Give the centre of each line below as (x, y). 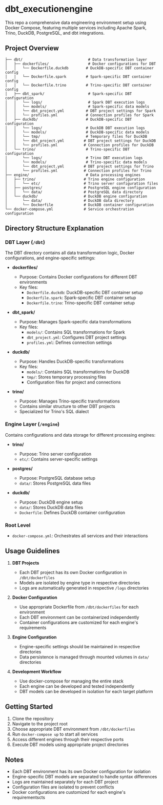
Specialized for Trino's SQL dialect (54, 412)
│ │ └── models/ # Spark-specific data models (77, 106)
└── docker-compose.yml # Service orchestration (70, 209)
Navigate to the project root (40, 723)
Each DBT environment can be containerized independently (79, 617)
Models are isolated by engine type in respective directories (80, 583)
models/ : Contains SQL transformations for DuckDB (78, 372)
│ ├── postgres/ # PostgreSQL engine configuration (81, 188)
